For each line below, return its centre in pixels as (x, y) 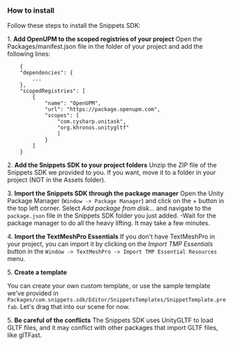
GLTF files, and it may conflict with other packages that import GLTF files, (113, 328)
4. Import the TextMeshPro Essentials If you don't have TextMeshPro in (111, 236)
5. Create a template (37, 272)
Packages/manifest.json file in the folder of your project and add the (105, 47)
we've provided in (33, 293)
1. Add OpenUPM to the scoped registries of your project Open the (105, 39)
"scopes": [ (62, 116)
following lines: (29, 54)
